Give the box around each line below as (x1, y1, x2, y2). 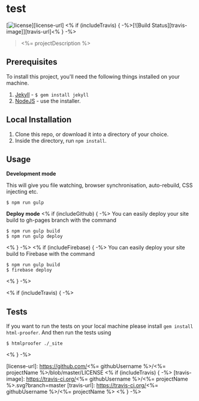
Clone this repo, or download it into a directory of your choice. (14, 131, 169, 138)
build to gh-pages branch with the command (6, 216, 117, 224)
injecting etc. (6, 188, 38, 195)
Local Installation (6, 114, 72, 125)
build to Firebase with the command (6, 251, 95, 258)
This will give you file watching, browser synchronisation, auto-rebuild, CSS (6, 182, 193, 189)
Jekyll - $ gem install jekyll (14, 91, 89, 98)
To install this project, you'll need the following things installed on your (6, 73, 180, 80)
